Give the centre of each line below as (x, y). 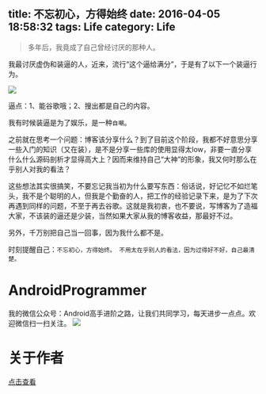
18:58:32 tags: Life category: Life (92, 27)
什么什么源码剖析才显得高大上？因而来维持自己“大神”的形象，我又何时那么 (129, 159)
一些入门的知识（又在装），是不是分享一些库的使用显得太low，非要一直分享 (130, 149)
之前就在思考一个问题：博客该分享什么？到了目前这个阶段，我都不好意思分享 (133, 139)
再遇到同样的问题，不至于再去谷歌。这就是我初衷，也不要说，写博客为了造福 (133, 205)
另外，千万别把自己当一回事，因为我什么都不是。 (88, 232)
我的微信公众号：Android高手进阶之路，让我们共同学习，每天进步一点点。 (129, 313)
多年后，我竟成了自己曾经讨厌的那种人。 (93, 47)
